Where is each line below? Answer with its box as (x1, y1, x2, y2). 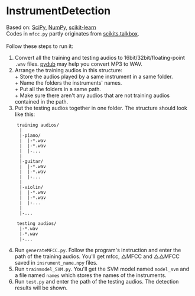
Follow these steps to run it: (6, 43, 74, 50)
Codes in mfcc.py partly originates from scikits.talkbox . (6, 30, 139, 37)
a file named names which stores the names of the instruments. (14, 271, 167, 279)
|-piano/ (19, 132, 41, 139)
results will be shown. (14, 284, 68, 291)
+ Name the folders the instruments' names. (14, 79, 122, 86)
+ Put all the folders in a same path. (14, 85, 102, 92)
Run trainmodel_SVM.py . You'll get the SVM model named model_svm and (14, 265, 190, 272)
